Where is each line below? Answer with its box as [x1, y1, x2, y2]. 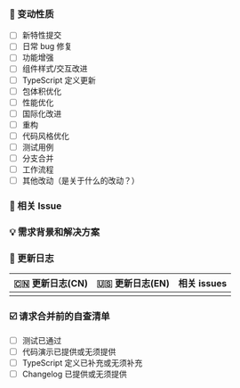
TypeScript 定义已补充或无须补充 [21, 357, 143, 367]
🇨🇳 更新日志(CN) [13, 277, 89, 290]
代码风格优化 [21, 130, 69, 141]
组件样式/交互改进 [21, 63, 88, 74]
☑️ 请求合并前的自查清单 [9, 310, 110, 323]
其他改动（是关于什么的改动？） [21, 176, 140, 186]
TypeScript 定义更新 [21, 74, 96, 86]
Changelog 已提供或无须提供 [21, 368, 127, 379]
